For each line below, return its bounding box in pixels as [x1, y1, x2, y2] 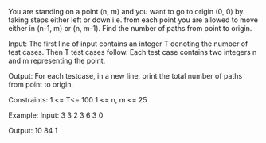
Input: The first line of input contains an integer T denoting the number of [8, 39, 248, 48]
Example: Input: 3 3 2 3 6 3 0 [8, 110, 104, 120]
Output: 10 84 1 [8, 126, 58, 135]
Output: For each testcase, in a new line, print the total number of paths [8, 71, 243, 80]
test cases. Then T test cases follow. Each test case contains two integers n [8, 48, 257, 56]
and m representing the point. [8, 56, 106, 65]
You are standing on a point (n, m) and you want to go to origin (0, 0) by [8, 7, 244, 16]
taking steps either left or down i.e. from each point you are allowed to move [8, 15, 259, 25]
